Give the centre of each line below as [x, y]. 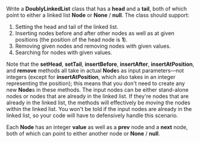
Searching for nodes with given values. [64, 52]
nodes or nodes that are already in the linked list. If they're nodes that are [98, 96]
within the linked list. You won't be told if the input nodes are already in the [99, 109]
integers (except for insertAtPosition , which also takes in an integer [91, 77]
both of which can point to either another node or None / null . [83, 133]
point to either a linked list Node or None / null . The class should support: [98, 15]
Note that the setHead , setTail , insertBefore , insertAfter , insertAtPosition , [100, 64]
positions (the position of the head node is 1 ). [71, 40]
